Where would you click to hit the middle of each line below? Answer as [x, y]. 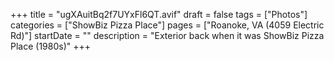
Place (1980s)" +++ [51, 46]
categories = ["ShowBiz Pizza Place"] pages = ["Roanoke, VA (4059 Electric [167, 25]
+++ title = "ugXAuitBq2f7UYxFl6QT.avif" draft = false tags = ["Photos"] [159, 14]
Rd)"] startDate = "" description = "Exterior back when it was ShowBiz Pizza [167, 35]
